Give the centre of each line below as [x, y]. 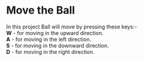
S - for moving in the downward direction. [57, 46]
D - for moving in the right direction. [50, 52]
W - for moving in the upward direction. [55, 33]
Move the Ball [41, 10]
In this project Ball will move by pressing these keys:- [72, 27]
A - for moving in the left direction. [49, 39]
